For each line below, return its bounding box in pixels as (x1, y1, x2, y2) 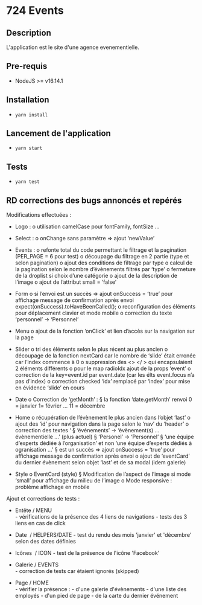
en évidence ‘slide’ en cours (14, 384, 85, 391)
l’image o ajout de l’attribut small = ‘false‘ (14, 278, 116, 286)
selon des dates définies (14, 538, 77, 545)
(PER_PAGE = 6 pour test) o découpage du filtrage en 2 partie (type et (14, 253, 189, 260)
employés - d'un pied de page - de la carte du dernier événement (14, 592, 178, 600)
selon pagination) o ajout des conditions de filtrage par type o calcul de (14, 259, 193, 266)
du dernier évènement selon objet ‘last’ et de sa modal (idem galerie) (14, 459, 186, 466)
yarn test (14, 179, 40, 185)
